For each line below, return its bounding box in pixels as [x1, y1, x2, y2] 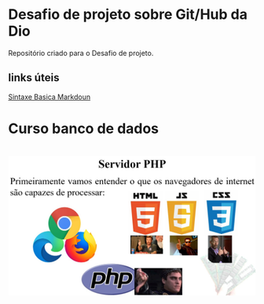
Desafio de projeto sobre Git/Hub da [8, 6, 247, 24]
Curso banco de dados [8, 120, 159, 137]
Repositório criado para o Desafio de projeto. [8, 48, 154, 57]
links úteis [8, 71, 60, 84]
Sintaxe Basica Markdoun [8, 92, 91, 102]
